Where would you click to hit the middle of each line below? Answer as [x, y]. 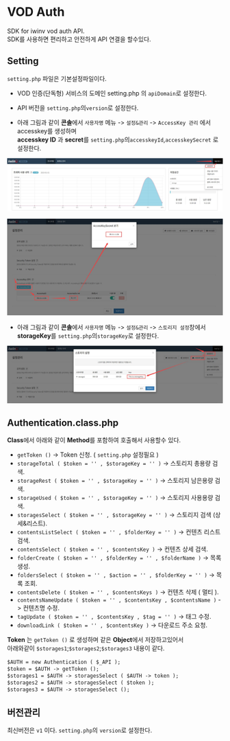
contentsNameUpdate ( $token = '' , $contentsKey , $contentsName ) [117, 601]
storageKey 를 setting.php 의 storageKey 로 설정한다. [88, 336]
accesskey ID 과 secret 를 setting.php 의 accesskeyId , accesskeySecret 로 [118, 139]
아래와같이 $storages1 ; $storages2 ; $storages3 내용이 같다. [86, 648]
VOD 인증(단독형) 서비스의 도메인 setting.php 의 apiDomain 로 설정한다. [112, 93]
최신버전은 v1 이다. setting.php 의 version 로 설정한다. [80, 730]
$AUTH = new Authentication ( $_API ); [64, 662]
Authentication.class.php [63, 423]
